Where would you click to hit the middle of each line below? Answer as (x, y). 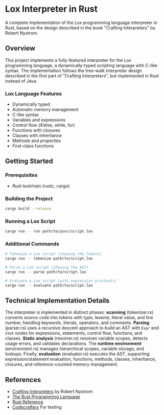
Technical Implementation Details (57, 301)
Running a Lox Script (30, 221)
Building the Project (29, 198)
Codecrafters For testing (37, 407)
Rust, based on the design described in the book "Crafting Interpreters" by (80, 27)
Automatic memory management (45, 110)
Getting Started (29, 161)
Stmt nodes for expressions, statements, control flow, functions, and (74, 333)
